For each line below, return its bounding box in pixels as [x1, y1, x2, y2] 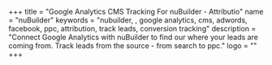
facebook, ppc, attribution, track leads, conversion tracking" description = [8, 24, 257, 33]
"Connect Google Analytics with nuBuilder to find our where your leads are [8, 32, 258, 42]
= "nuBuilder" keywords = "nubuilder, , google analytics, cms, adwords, [8, 15, 248, 25]
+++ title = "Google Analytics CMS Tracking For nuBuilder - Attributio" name [8, 7, 264, 16]
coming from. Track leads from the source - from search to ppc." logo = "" [8, 41, 257, 51]
